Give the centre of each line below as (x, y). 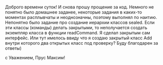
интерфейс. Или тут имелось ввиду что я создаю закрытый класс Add (79, 38)
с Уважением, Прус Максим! (35, 57)
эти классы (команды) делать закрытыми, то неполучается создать (76, 28)
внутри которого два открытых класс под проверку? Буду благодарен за (81, 43)
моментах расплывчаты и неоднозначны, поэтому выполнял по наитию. (81, 17)
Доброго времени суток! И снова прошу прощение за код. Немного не (80, 7)
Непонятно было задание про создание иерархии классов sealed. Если (80, 22)
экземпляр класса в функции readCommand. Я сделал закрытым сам (78, 33)
